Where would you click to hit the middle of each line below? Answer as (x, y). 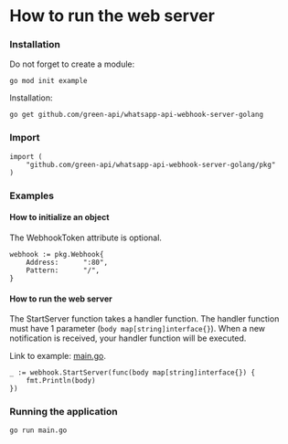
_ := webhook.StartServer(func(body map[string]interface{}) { (133, 373)
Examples (32, 196)
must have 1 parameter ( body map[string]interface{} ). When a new (138, 329)
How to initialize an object (59, 217)
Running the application (64, 412)
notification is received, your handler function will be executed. (128, 338)
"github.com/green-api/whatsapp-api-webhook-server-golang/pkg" (151, 164)
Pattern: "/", (63, 270)
